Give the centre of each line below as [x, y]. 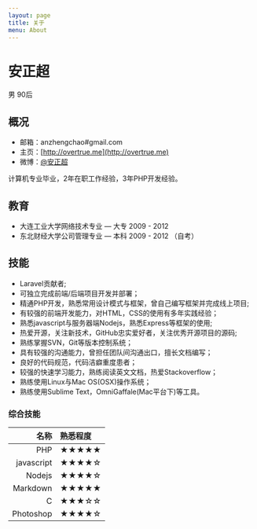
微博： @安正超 [44, 162]
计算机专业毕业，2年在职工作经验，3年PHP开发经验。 [95, 178]
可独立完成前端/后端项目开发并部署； [79, 293]
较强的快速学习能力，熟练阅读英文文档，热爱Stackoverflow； [119, 372]
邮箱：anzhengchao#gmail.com [71, 142]
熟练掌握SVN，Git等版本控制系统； [76, 342]
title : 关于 [26, 23]
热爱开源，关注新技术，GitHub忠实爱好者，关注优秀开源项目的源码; [128, 332]
